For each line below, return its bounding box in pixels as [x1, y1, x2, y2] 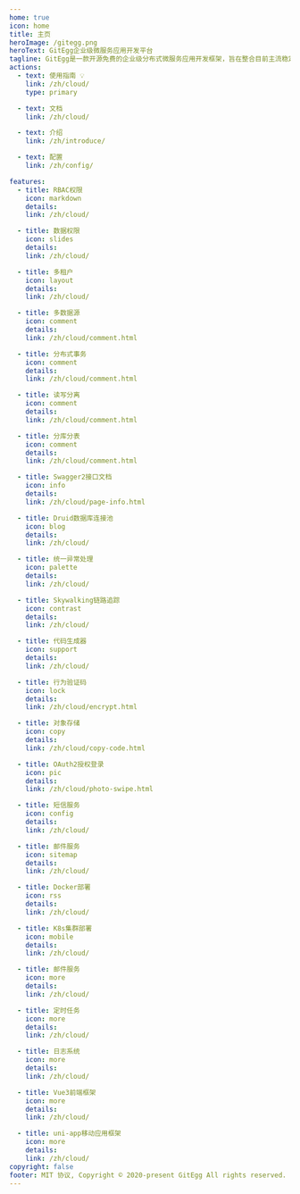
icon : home [9, 21, 50, 30]
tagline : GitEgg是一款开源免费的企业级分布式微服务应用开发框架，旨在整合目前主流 [9, 54, 282, 63]
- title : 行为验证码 [17, 678, 87, 687]
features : [9, 177, 46, 186]
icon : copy [25, 727, 66, 737]
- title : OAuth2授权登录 [17, 760, 104, 769]
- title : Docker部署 [17, 883, 91, 892]
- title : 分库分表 [17, 431, 80, 440]
